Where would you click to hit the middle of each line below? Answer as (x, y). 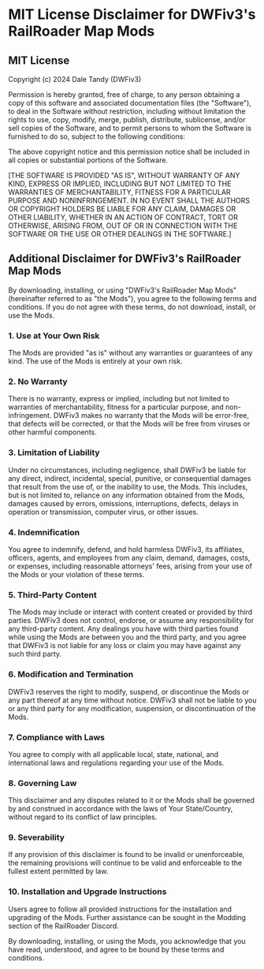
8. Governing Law (43, 783)
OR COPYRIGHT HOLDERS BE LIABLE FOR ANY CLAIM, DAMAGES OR (122, 209)
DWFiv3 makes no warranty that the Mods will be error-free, (151, 416)
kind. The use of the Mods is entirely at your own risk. (95, 361)
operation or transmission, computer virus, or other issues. (104, 512)
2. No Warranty (38, 382)
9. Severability (37, 837)
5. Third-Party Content (52, 594)
